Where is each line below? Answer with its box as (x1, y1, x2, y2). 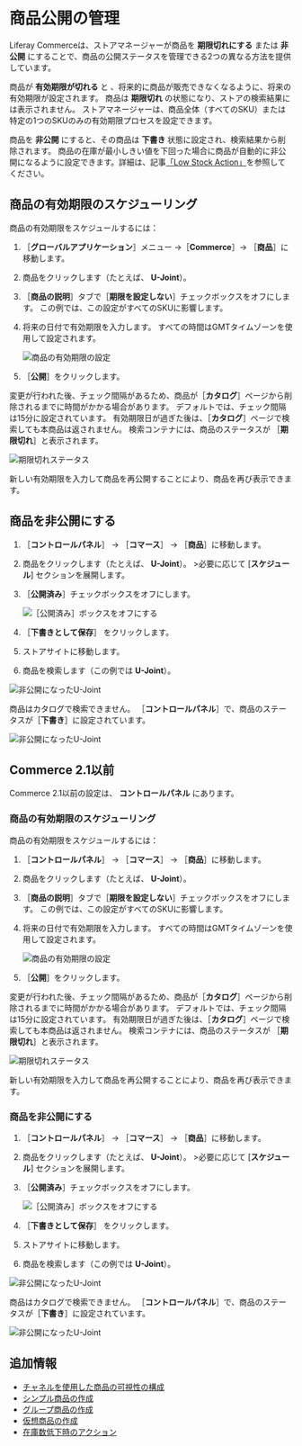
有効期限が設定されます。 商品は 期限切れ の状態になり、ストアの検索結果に (9, 92, 290, 103)
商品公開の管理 (9, 8, 120, 29)
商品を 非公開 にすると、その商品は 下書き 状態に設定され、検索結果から (9, 134, 279, 145)
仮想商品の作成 (22, 1415, 78, 1426)
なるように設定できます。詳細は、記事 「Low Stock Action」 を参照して (24, 157, 286, 167)
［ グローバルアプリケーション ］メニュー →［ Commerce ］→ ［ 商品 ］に (22, 241, 289, 252)
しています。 (9, 62, 57, 73)
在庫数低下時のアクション (22, 1426, 118, 1437)
